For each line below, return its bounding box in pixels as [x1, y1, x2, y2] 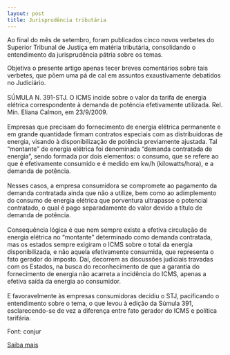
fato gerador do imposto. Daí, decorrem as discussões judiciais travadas [7, 255, 213, 263]
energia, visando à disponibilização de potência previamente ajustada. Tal [7, 137, 218, 145]
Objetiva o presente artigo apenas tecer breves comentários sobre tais [7, 64, 209, 72]
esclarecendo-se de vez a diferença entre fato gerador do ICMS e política [7, 306, 218, 315]
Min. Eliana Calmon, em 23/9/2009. [7, 108, 108, 116]
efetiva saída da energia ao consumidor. [7, 277, 122, 285]
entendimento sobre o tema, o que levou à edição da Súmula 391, [7, 299, 193, 307]
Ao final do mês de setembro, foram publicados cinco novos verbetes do [7, 35, 215, 44]
